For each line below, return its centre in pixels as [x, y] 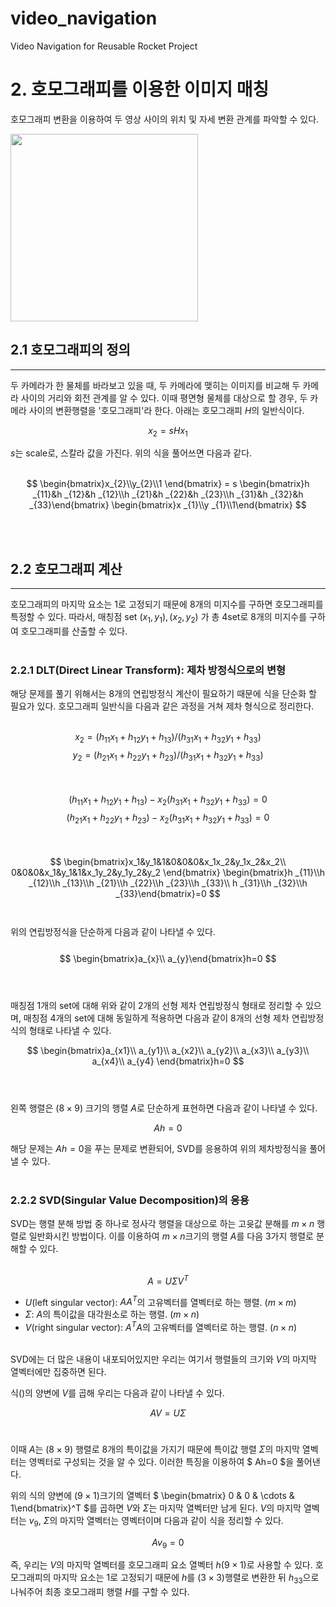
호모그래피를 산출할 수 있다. [74, 631]
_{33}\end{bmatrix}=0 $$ [168, 893]
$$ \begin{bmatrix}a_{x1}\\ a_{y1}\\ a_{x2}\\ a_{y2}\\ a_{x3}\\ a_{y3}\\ [168, 1050]
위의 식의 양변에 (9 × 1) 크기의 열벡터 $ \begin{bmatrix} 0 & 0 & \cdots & [152, 1495]
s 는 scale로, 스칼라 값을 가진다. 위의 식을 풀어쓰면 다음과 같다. [131, 453]
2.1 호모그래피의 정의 [70, 350]
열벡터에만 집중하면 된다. [58, 1371]
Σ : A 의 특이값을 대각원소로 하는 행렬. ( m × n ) [112, 1314]
